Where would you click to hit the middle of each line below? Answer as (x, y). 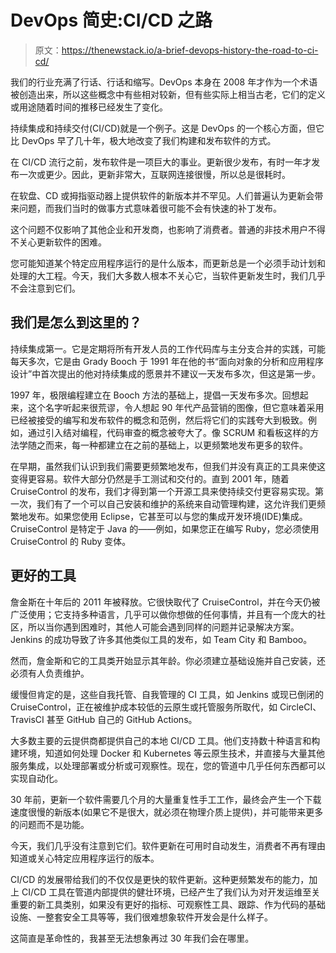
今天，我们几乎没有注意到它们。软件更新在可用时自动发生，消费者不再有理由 (168, 845)
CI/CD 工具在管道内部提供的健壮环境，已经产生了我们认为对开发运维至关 (171, 892)
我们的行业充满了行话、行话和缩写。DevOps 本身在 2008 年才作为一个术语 (164, 82)
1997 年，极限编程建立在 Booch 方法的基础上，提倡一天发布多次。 (146, 395)
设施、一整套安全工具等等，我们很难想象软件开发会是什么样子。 (141, 917)
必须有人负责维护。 (50, 673)
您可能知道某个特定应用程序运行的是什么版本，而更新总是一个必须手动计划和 (168, 263)
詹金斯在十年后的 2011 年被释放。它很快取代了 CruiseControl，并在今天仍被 (165, 602)
